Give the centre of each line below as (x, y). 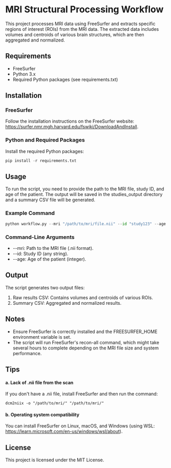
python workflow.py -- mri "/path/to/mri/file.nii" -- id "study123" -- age (86, 224)
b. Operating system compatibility (42, 415)
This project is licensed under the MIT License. (55, 460)
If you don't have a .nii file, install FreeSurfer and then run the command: (82, 394)
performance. (27, 353)
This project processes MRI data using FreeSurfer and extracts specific (80, 24)
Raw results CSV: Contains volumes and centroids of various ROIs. (83, 297)
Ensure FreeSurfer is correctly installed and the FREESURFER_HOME (85, 331)
